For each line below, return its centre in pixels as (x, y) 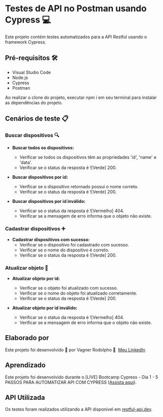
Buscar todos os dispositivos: (43, 148)
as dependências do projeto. (34, 102)
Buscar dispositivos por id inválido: (49, 201)
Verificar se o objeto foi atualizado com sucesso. (69, 288)
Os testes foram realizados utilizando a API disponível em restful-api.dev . (79, 409)
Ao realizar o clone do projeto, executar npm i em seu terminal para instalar (81, 97)
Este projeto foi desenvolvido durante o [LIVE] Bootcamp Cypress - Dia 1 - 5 (81, 377)
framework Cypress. (26, 42)
